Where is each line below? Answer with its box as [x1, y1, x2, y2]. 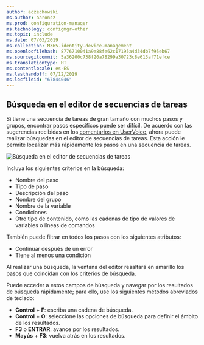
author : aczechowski [6, 9, 59, 15]
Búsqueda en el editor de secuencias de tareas [6, 99, 188, 109]
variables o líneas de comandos [15, 221, 96, 228]
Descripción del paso [15, 189, 69, 196]
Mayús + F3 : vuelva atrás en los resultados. [15, 332, 126, 339]
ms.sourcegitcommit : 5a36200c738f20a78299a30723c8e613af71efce [6, 54, 171, 60]
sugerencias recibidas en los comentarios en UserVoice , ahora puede [6, 128, 181, 135]
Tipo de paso [15, 183, 49, 190]
